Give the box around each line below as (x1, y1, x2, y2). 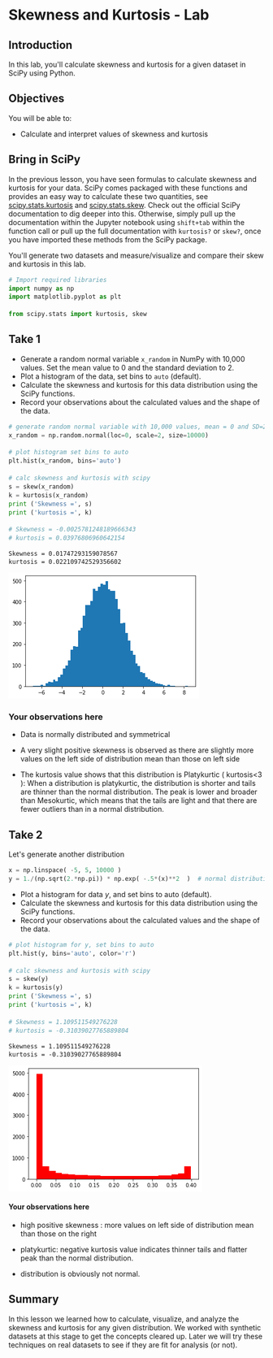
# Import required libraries (8, 276, 107, 284)
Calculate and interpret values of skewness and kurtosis (19, 128, 209, 139)
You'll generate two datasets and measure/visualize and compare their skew (8, 250, 264, 260)
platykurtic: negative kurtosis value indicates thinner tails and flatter (19, 1244, 248, 1254)
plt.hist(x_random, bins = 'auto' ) (8, 457, 122, 465)
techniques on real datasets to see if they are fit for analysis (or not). (8, 1339, 238, 1350)
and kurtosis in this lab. (8, 258, 87, 269)
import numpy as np (8, 284, 75, 293)
